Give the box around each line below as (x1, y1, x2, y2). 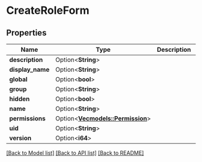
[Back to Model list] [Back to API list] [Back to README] (6, 149, 144, 157)
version (9, 134, 32, 142)
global (9, 75, 28, 83)
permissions (9, 114, 46, 122)
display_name (9, 66, 50, 73)
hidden (9, 95, 30, 103)
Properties (6, 28, 47, 38)
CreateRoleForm (6, 4, 90, 17)
